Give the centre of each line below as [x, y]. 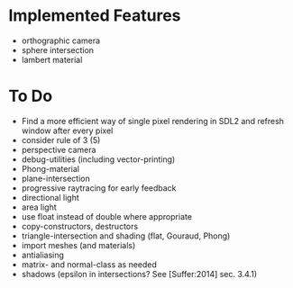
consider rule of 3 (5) [61, 139]
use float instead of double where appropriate [107, 216]
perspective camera [59, 149]
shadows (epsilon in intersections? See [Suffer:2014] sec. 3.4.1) [139, 274]
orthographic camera [61, 40]
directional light [50, 197]
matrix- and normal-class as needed [89, 264]
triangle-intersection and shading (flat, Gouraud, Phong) [126, 236]
